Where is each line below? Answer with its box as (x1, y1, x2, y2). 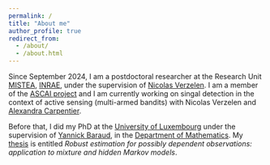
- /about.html (15, 49, 63, 57)
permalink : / (8, 11, 53, 20)
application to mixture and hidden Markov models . (8, 147, 178, 157)
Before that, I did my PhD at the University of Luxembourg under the (8, 122, 236, 131)
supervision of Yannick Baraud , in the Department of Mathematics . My (8, 130, 243, 140)
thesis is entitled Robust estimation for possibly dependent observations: (8, 139, 253, 148)
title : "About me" (8, 19, 71, 27)
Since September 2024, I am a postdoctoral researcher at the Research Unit (8, 72, 262, 81)
